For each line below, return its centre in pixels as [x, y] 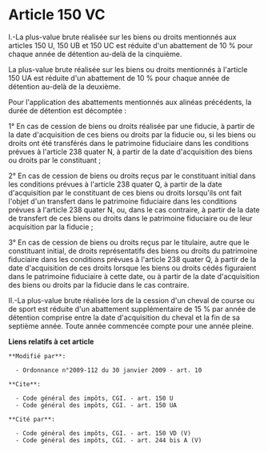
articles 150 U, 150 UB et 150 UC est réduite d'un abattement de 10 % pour [131, 45]
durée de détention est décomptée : [67, 111]
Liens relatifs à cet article [51, 341]
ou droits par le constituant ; [55, 160]
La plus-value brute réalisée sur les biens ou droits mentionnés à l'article [128, 69]
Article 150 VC [57, 15]
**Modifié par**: [37, 356]
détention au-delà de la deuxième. [65, 87]
